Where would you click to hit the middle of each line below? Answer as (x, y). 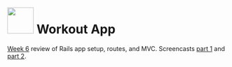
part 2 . (17, 56)
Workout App (76, 30)
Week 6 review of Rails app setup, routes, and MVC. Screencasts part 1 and (116, 48)
